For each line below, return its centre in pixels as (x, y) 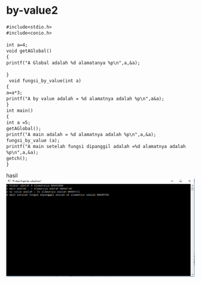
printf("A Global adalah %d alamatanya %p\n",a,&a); (73, 63)
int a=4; (17, 45)
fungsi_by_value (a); (33, 140)
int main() (20, 110)
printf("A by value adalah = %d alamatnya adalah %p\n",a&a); (85, 99)
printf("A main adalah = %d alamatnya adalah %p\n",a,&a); (81, 134)
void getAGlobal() (29, 51)
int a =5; (19, 122)
